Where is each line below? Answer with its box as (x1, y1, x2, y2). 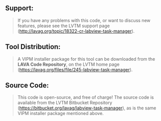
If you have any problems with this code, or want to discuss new (17, 17, 150, 23)
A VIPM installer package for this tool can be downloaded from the (17, 56, 155, 62)
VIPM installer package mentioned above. (17, 110, 104, 116)
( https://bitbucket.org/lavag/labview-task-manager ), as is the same (17, 105, 156, 111)
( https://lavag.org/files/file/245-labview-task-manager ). (17, 66, 133, 72)
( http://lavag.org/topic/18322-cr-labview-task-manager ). (17, 28, 135, 34)
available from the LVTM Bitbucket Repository (17, 100, 112, 106)
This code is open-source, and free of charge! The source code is (17, 94, 154, 100)
